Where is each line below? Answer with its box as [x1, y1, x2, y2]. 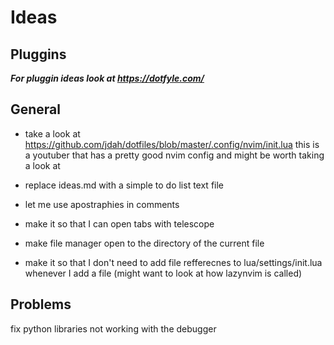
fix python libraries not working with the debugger [10, 322, 217, 335]
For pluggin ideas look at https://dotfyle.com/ [10, 72, 205, 84]
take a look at [24, 127, 81, 140]
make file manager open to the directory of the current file [24, 237, 265, 249]
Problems [10, 296, 72, 313]
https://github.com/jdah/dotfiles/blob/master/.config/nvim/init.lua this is [24, 138, 320, 150]
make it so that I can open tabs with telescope [24, 217, 215, 230]
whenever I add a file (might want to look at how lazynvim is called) [24, 267, 303, 279]
